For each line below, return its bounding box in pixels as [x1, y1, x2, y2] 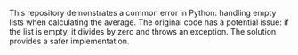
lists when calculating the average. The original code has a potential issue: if [9, 17, 289, 27]
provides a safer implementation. [9, 35, 130, 46]
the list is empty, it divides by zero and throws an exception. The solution [9, 27, 277, 36]
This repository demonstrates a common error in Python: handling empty [9, 8, 277, 18]
